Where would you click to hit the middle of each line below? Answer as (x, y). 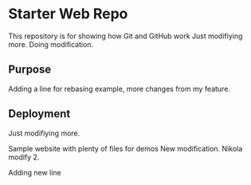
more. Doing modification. (51, 44)
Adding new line (35, 172)
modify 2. (24, 157)
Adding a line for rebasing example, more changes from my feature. (120, 89)
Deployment (39, 114)
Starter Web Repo (68, 14)
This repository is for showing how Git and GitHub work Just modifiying (125, 36)
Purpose (30, 70)
